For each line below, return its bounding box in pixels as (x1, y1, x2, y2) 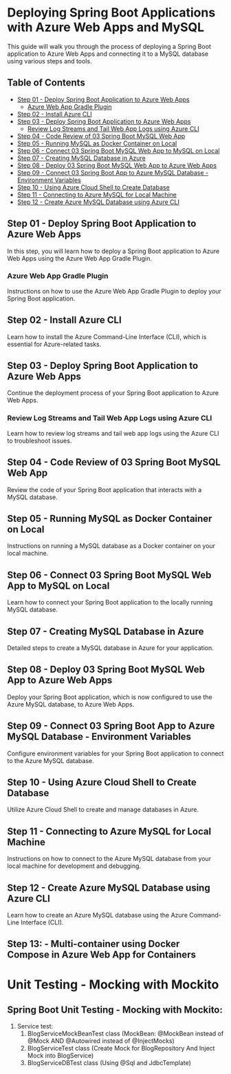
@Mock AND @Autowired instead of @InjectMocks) (27, 1037, 175, 1045)
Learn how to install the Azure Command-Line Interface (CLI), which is (7, 332, 207, 341)
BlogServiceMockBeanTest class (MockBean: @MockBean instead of (27, 1029, 224, 1038)
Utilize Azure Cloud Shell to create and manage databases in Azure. (7, 805, 199, 814)
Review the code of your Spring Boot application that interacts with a (7, 485, 202, 494)
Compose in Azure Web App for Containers (7, 949, 196, 961)
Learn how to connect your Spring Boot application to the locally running (7, 598, 213, 607)
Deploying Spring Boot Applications (7, 5, 216, 21)
